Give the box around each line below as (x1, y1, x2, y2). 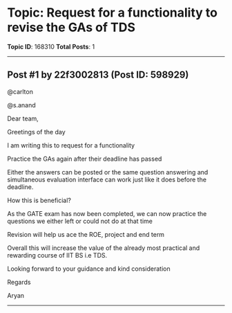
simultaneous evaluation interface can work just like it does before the (7, 175, 207, 184)
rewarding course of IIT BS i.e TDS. (7, 251, 108, 259)
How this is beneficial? (7, 196, 71, 204)
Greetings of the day (7, 127, 66, 136)
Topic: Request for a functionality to (7, 5, 217, 21)
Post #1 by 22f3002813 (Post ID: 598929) (7, 69, 189, 81)
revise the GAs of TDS (7, 19, 136, 35)
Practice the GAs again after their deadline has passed (7, 154, 162, 163)
